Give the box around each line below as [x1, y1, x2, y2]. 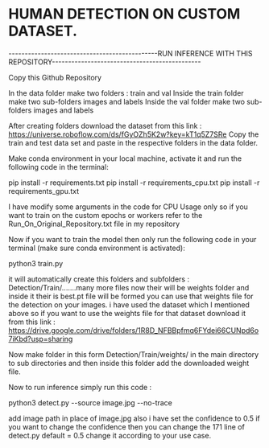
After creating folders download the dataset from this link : [8, 121, 202, 130]
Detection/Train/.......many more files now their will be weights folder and [8, 282, 250, 292]
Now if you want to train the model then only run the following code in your [8, 234, 257, 244]
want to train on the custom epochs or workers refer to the [8, 210, 203, 220]
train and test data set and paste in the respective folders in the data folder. [8, 138, 259, 147]
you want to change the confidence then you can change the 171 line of [8, 421, 246, 431]
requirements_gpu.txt [8, 186, 80, 195]
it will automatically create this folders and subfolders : [8, 274, 190, 284]
